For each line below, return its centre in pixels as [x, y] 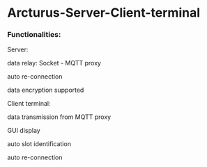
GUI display [24, 131]
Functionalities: [34, 35]
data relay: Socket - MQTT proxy [54, 63]
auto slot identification [39, 144]
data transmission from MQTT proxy [59, 117]
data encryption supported [46, 90]
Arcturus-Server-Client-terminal [104, 13]
